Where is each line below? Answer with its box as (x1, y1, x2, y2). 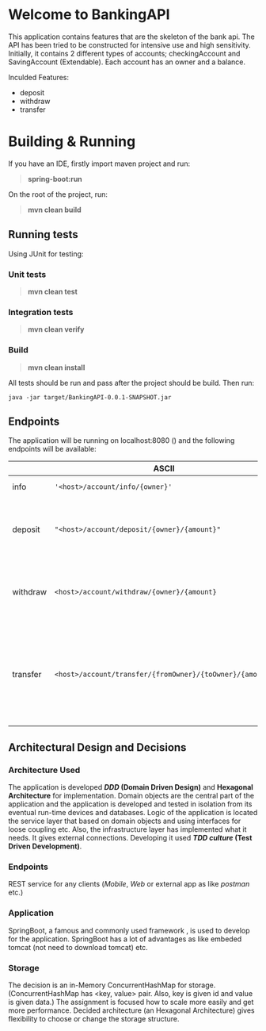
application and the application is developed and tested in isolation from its (8, 799, 253, 809)
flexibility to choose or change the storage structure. (8, 1014, 180, 1023)
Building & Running (8, 133, 136, 151)
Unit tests (8, 268, 47, 279)
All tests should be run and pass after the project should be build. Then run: (8, 378, 255, 387)
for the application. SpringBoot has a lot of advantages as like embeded (8, 934, 242, 944)
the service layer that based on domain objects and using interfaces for (8, 816, 241, 826)
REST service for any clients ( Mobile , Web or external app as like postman (8, 879, 250, 889)
